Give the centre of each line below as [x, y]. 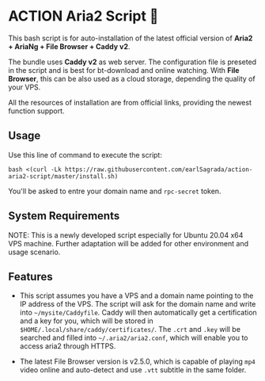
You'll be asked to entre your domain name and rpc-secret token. [115, 191]
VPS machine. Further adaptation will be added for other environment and [129, 243]
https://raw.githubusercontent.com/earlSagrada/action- [159, 170]
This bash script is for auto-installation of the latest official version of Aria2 [131, 38]
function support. [36, 111]
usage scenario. [34, 252]
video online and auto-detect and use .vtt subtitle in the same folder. [133, 370]
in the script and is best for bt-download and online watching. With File [124, 70]
